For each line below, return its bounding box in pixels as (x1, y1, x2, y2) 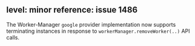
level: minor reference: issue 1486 (6, 5, 138, 15)
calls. (6, 33, 20, 41)
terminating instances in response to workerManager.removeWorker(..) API (6, 27, 190, 34)
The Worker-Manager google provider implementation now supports (6, 21, 176, 28)
